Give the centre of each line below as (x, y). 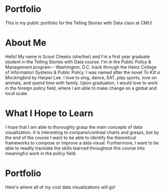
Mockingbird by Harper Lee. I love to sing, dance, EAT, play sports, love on (81, 77)
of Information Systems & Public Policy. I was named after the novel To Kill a (82, 72)
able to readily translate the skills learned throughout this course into (75, 148)
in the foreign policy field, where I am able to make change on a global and (81, 88)
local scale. (17, 93)
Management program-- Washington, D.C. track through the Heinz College (81, 67)
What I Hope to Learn (49, 114)
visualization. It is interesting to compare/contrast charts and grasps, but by (82, 132)
